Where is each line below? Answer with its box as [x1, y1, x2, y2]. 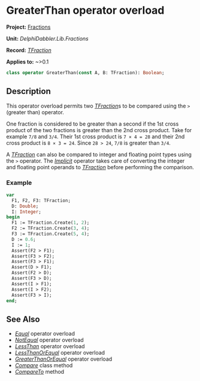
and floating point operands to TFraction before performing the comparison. [6, 163, 195, 170]
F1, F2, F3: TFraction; [11, 197, 71, 203]
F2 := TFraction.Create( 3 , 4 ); [11, 225, 90, 231]
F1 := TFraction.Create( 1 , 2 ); [11, 220, 90, 226]
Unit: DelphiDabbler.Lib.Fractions [6, 35, 89, 42]
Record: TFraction [6, 46, 52, 54]
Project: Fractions [6, 23, 51, 31]
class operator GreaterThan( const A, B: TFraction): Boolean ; [6, 69, 165, 75]
